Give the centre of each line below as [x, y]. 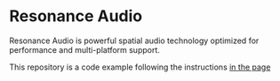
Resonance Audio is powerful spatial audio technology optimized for [134, 40]
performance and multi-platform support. [84, 49]
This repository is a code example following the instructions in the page [140, 67]
